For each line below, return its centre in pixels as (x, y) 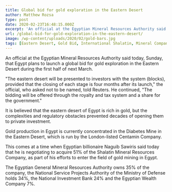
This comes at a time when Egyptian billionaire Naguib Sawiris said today (82, 146)
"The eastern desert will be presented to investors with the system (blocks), (85, 79)
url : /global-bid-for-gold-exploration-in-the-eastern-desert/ (74, 34)
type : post (17, 19)
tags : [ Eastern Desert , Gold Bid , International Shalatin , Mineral (79, 44)
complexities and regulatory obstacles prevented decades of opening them (84, 116)
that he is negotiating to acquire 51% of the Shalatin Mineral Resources (80, 152)
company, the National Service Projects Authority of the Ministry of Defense (85, 173)
